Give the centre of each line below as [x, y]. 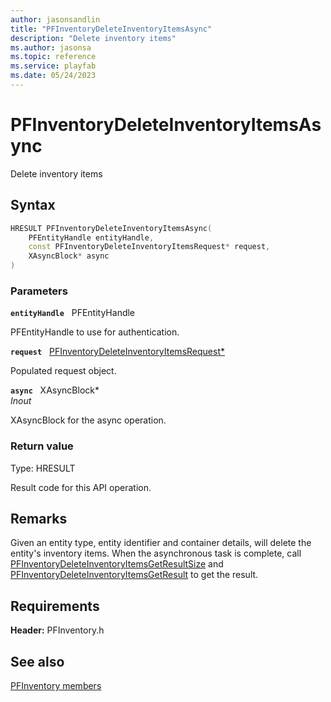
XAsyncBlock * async [69, 256]
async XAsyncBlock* [55, 390]
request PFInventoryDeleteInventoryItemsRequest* [117, 352]
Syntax [33, 205]
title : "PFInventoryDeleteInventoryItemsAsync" [111, 29]
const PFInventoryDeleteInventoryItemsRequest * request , [149, 247]
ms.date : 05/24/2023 [53, 76]
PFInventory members [56, 686]
